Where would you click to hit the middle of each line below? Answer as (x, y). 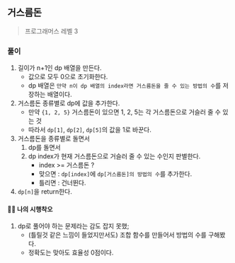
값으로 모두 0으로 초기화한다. (68, 77)
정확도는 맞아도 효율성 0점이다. (71, 252)
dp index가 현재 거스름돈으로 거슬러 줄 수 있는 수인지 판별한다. (114, 156)
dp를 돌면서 (45, 148)
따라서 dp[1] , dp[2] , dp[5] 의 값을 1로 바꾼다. (90, 130)
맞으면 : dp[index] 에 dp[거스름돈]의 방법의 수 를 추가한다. (115, 174)
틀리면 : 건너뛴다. (62, 183)
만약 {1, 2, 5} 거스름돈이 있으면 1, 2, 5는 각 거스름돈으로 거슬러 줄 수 (125, 112)
